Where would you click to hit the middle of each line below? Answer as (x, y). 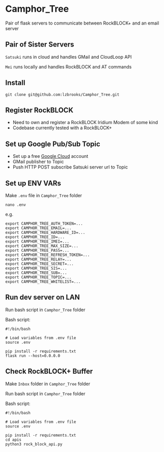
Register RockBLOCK (39, 110)
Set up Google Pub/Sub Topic (53, 144)
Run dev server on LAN (43, 298)
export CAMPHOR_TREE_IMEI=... (37, 242)
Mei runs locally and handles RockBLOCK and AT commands (69, 66)
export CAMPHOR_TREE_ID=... (35, 237)
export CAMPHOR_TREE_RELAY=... (38, 259)
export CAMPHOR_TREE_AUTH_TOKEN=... (44, 224)
